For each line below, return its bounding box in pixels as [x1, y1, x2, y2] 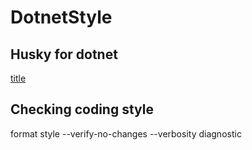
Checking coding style [10, 101, 154, 118]
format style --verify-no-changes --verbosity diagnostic [10, 127, 242, 140]
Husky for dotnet [10, 46, 118, 63]
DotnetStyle [10, 6, 113, 29]
